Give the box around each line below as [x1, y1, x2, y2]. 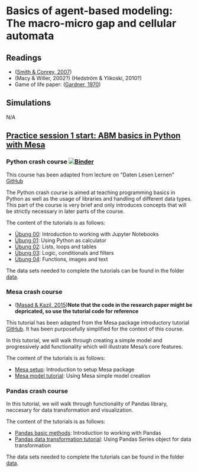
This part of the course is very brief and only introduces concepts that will [6, 201, 187, 208]
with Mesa [6, 140, 46, 150]
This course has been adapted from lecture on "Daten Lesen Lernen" [6, 171, 174, 178]
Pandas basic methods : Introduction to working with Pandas [14, 430, 161, 437]
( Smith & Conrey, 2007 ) [14, 68, 72, 75]
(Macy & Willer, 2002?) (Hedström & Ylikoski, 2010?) [14, 75, 142, 81]
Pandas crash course [6, 386, 69, 395]
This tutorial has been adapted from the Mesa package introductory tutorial [6, 319, 190, 326]
